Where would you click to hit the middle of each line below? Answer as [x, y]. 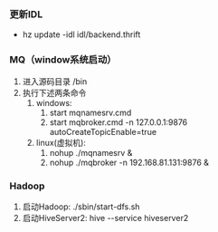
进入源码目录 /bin [55, 81]
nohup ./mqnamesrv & [91, 152]
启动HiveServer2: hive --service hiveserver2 [105, 217]
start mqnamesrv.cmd [90, 112]
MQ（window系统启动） [63, 60]
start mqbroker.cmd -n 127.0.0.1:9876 [118, 122]
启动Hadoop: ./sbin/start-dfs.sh [81, 207]
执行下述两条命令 [54, 92]
